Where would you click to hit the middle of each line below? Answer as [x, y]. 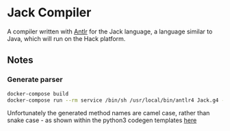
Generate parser [35, 80]
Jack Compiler [49, 13]
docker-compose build [38, 93]
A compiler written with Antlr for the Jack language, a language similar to [110, 31]
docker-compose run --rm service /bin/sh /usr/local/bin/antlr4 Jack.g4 [113, 100]
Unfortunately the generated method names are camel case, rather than [108, 113]
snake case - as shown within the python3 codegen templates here [102, 120]
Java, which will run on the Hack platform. [66, 38]
